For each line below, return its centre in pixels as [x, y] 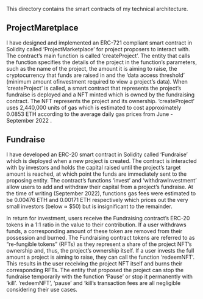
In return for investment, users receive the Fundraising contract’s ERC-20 [98, 218]
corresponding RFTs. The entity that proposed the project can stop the [95, 270]
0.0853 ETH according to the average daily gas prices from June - [90, 114]
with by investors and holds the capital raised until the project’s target [94, 167]
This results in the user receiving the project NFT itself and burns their [94, 263]
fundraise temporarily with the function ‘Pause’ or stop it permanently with [100, 276]
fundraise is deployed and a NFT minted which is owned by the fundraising [101, 95]
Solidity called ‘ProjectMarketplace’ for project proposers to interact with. [98, 49]
